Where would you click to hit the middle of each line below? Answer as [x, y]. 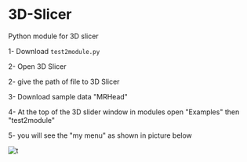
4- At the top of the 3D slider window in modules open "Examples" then [124, 112]
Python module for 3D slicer [54, 36]
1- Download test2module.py [54, 51]
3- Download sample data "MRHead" [68, 96]
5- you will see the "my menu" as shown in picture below [100, 135]
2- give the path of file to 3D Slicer [64, 81]
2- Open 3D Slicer [37, 66]
